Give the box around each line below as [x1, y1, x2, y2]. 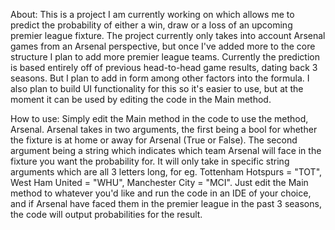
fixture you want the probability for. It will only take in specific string [10, 155, 290, 167]
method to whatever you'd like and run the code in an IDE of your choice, [10, 187, 312, 199]
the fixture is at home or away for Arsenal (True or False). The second [10, 134, 298, 146]
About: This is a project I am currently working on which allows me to [10, 9, 295, 20]
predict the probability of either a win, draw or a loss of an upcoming [10, 19, 293, 31]
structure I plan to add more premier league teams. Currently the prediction [10, 51, 320, 63]
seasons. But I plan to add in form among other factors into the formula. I [10, 72, 310, 84]
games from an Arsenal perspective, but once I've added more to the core [10, 40, 316, 52]
